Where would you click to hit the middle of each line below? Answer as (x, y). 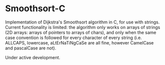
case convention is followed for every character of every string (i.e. (74, 38)
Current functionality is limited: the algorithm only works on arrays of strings (83, 27)
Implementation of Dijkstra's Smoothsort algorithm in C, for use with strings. (82, 22)
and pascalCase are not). (31, 48)
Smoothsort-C (35, 9)
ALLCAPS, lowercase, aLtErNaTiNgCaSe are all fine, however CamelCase (80, 43)
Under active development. (33, 57)
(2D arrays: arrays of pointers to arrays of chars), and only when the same (81, 32)
